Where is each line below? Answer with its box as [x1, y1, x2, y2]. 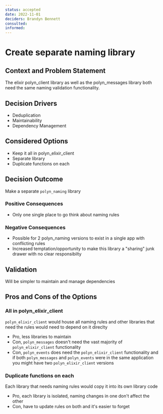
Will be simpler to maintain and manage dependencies [5, 278, 115, 284]
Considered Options [5, 137, 68, 146]
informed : [5, 26, 26, 31]
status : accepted [5, 7, 41, 12]
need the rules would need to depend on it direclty [5, 324, 108, 330]
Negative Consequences [5, 224, 65, 231]
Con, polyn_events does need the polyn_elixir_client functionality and [12, 349, 159, 355]
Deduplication [12, 112, 41, 118]
